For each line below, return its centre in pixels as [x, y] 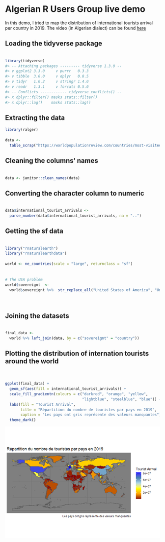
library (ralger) [22, 130]
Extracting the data [35, 118]
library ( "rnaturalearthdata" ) [36, 253]
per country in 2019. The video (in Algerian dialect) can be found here [76, 28]
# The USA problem [24, 279]
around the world [32, 361]
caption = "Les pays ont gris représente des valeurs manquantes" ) [91, 415]
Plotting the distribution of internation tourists [77, 353]
